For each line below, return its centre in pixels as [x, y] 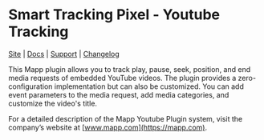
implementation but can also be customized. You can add [149, 86]
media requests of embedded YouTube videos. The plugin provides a [122, 78]
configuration [30, 86]
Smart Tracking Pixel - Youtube [114, 15]
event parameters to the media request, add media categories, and [119, 94]
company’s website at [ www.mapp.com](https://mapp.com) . [108, 127]
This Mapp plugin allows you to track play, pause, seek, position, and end [130, 69]
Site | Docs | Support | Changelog [64, 54]
